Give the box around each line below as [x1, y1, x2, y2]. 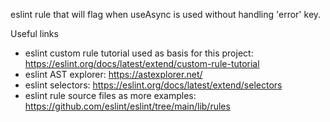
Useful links [10, 28, 59, 39]
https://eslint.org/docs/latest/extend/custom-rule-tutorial [24, 58, 260, 69]
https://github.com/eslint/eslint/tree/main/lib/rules [24, 100, 231, 112]
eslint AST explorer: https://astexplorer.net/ [24, 69, 203, 80]
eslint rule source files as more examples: [24, 90, 197, 101]
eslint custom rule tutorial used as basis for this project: [24, 47, 254, 59]
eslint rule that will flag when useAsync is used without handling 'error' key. [10, 9, 322, 20]
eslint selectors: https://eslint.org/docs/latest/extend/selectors [24, 79, 283, 91]
